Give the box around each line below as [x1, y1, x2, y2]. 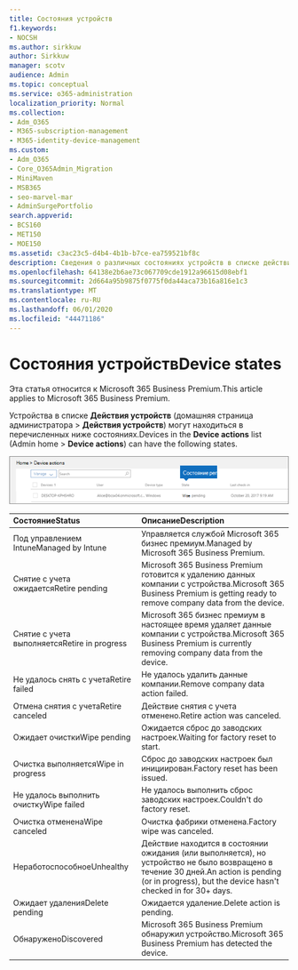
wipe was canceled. [141, 825, 215, 836]
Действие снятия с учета [141, 701, 237, 711]
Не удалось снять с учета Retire [12, 674, 131, 685]
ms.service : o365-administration [9, 89, 133, 98]
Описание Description [141, 516, 224, 526]
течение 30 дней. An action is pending [141, 866, 282, 877]
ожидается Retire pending [12, 583, 108, 594]
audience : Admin [9, 71, 69, 80]
